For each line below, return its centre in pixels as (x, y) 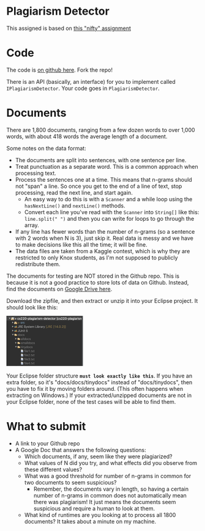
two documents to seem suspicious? (70, 483)
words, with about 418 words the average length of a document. (87, 136)
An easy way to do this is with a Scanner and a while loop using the (108, 199)
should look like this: (32, 307)
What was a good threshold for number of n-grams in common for (108, 476)
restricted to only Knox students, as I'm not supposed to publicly (97, 258)
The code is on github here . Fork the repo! (60, 70)
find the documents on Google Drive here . (59, 289)
